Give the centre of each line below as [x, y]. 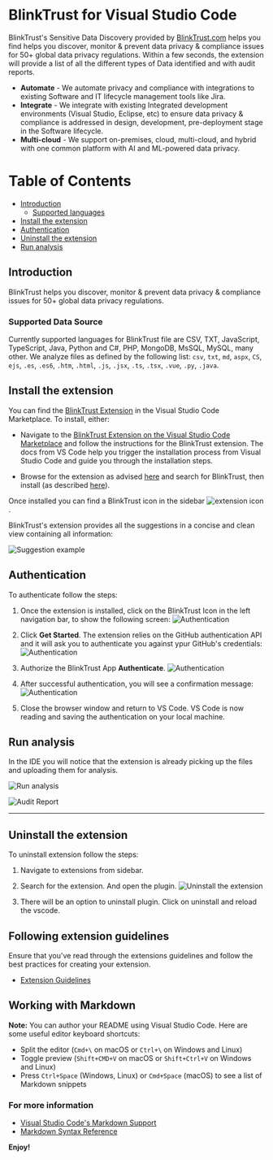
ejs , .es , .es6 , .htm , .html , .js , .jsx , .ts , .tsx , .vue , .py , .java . [114, 365]
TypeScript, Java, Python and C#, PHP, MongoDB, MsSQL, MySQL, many [131, 348]
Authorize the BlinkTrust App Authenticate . [93, 667]
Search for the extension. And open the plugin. [98, 886]
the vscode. [40, 910]
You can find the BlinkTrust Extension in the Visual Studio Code [114, 410]
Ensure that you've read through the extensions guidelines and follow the [131, 956]
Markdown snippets [53, 1084]
